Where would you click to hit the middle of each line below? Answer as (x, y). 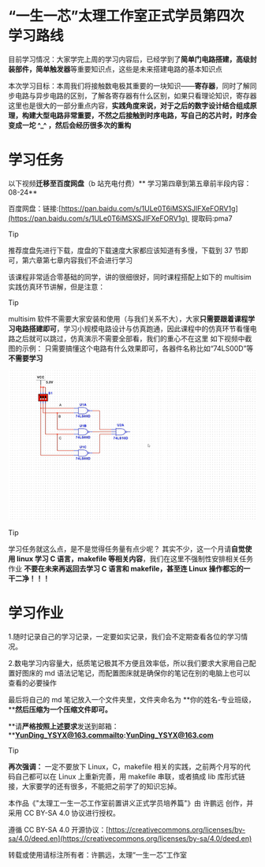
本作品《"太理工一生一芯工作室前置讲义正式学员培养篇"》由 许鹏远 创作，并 (131, 803)
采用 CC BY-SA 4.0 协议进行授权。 (64, 813)
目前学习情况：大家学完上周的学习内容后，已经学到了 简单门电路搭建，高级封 (132, 59)
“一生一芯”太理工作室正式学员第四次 (126, 16)
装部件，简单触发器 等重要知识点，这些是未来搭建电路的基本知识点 (115, 69)
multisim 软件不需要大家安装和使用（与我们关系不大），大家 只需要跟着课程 (128, 318)
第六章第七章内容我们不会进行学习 (77, 260)
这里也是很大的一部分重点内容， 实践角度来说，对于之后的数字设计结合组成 (129, 105)
